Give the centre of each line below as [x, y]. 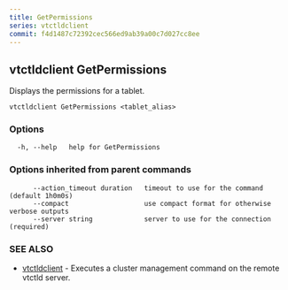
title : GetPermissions [51, 17]
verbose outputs [39, 211]
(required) [29, 226]
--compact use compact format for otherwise [152, 203]
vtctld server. [46, 278]
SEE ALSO [31, 248]
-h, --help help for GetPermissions [89, 148]
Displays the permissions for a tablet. [77, 91]
